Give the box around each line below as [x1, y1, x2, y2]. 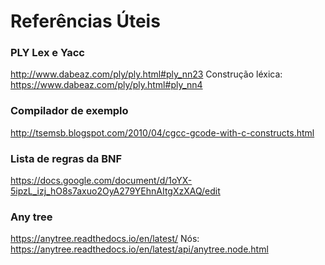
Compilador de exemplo [10, 104, 129, 118]
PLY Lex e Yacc [10, 46, 85, 60]
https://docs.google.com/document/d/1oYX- [10, 175, 193, 187]
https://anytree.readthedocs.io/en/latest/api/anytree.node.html [10, 243, 269, 255]
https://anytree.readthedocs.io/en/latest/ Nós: [10, 233, 200, 245]
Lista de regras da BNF [10, 151, 123, 165]
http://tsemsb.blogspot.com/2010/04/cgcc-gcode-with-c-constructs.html [10, 126, 315, 139]
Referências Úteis [10, 10, 161, 33]
